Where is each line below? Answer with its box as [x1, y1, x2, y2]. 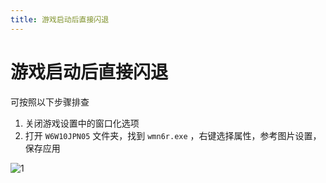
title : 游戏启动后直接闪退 [10, 14, 110, 25]
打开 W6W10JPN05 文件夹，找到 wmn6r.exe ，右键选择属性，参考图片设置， [24, 129, 322, 141]
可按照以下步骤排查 [10, 96, 90, 108]
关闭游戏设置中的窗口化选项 [24, 117, 140, 129]
